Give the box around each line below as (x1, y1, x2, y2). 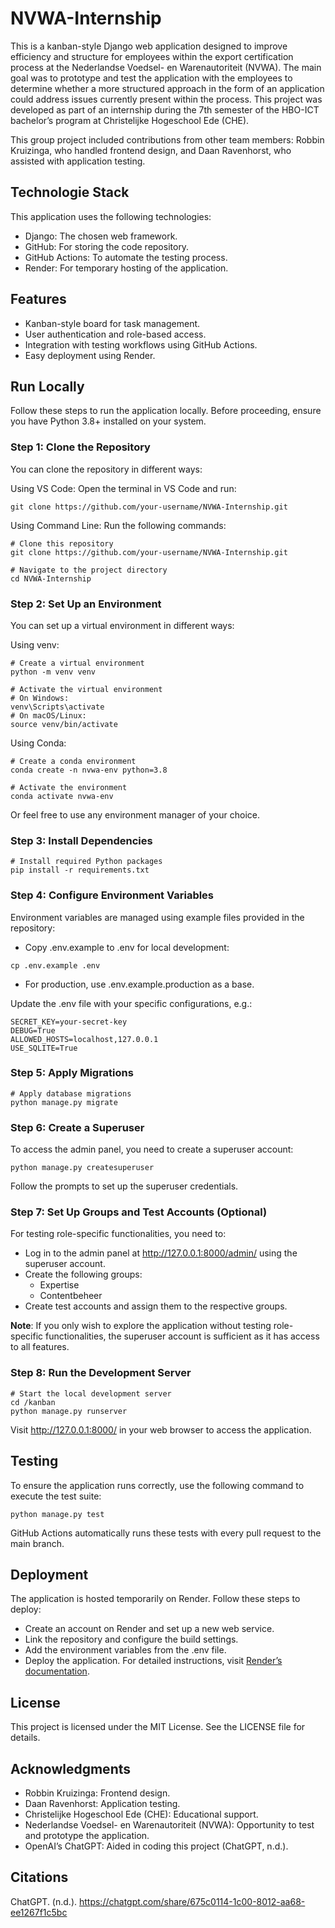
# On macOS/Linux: (10, 710, 87, 721)
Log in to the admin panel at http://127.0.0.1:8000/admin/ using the (24, 1247, 298, 1259)
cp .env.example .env (10, 960, 101, 971)
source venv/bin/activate (10, 719, 118, 729)
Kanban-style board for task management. (24, 317, 201, 329)
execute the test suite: (10, 1490, 102, 1502)
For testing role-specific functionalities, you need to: (10, 1228, 227, 1240)
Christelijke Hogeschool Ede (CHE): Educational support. (24, 1808, 259, 1820)
